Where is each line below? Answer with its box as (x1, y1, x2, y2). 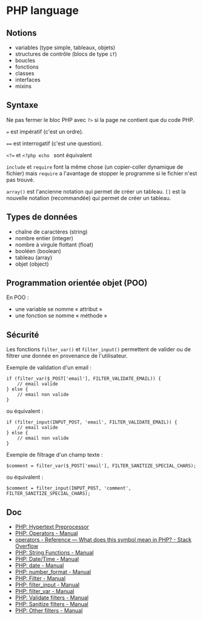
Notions (6, 28, 37, 38)
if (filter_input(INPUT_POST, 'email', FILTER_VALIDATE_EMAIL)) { (6, 419, 178, 425)
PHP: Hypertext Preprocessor (15, 523, 90, 531)
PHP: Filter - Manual (15, 575, 65, 582)
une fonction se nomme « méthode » (15, 312, 107, 319)
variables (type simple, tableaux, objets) (15, 44, 116, 51)
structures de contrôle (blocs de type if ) (15, 50, 117, 58)
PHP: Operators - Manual (15, 530, 78, 537)
